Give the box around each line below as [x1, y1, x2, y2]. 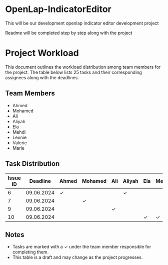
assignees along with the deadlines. [5, 74, 79, 81]
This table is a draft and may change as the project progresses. [12, 254, 143, 260]
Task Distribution [5, 159, 60, 168]
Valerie [12, 139, 27, 146]
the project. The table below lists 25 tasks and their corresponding [5, 69, 142, 75]
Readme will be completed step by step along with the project [5, 30, 132, 36]
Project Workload [5, 48, 79, 59]
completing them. [12, 249, 49, 255]
